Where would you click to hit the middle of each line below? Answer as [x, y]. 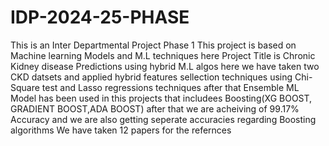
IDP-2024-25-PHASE [100, 17]
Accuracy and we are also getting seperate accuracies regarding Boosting [163, 119]
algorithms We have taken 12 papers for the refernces [121, 130]
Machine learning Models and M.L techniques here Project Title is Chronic [163, 55]
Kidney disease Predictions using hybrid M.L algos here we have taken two [165, 66]
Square [25, 87]
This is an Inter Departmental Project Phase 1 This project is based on [153, 45]
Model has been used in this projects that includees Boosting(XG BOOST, [161, 98]
